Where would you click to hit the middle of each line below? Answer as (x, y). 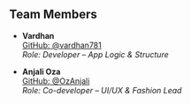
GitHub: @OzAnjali (56, 81)
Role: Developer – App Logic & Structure (95, 54)
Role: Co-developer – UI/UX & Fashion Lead (102, 90)
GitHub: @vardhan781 (61, 45)
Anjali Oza (41, 71)
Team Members (53, 15)
